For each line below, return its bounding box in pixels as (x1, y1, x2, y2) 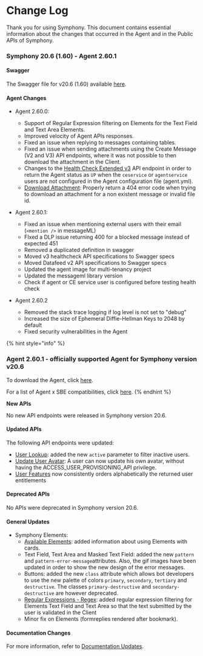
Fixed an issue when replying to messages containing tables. (24, 139, 177, 146)
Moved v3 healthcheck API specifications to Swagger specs (24, 253, 175, 260)
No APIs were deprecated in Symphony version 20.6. (6, 504, 138, 511)
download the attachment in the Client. (24, 159, 121, 166)
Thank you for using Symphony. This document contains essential (6, 24, 171, 31)
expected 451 (24, 240, 58, 247)
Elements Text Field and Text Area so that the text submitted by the (24, 603, 192, 610)
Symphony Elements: (15, 531, 68, 539)
